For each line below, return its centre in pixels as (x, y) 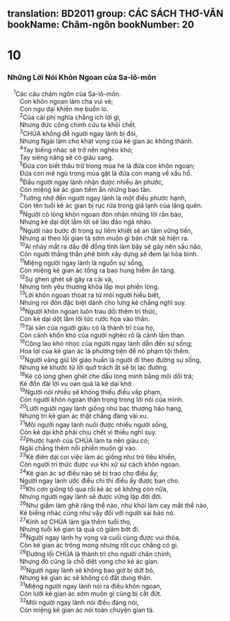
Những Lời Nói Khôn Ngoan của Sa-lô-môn (82, 77)
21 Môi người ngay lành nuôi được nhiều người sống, (94, 424)
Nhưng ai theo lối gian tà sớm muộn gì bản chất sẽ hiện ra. (104, 238)
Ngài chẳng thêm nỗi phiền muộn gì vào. (79, 448)
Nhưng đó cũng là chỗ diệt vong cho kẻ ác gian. (90, 561)
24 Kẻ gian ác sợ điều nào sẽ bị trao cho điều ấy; (89, 472)
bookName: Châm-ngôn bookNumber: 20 (101, 25)
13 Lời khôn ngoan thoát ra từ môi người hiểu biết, (90, 294)
